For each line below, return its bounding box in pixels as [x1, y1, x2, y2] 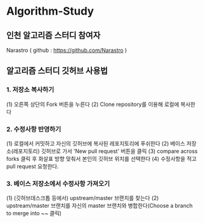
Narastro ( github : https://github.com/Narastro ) [6, 47, 127, 54]
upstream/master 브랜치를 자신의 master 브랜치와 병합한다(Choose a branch [6, 202, 193, 210]
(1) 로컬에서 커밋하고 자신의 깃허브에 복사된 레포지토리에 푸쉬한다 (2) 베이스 [6, 140, 186, 147]
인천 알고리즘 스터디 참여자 [6, 30, 100, 40]
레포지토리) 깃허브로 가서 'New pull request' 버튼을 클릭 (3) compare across [13, 147, 198, 155]
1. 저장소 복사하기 [6, 85, 55, 94]
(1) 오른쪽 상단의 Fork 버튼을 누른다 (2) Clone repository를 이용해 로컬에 [6, 101, 180, 108]
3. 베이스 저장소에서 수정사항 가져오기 [6, 179, 110, 188]
